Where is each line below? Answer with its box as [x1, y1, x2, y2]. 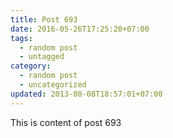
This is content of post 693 [10, 116, 122, 128]
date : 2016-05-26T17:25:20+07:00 [10, 24, 150, 34]
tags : [10, 33, 33, 43]
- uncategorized [19, 80, 87, 90]
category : [10, 61, 52, 71]
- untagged [19, 52, 65, 62]
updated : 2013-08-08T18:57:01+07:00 [10, 89, 163, 99]
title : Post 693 [10, 14, 78, 25]
